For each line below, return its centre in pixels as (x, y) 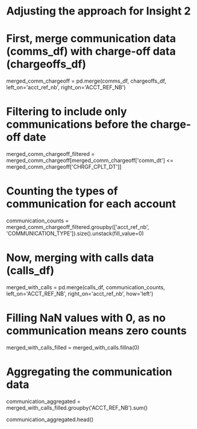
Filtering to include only (67, 112)
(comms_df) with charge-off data (91, 52)
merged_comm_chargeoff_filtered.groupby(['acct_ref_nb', (78, 227)
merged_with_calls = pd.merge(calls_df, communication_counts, (86, 287)
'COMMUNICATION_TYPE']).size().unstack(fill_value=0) (75, 233)
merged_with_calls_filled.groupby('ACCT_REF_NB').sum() (77, 407)
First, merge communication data (91, 39)
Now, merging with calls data (80, 258)
